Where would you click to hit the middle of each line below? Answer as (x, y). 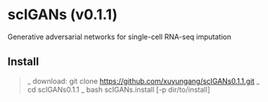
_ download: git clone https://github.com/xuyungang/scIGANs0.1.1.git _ (143, 80)
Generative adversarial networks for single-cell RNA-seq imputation (120, 37)
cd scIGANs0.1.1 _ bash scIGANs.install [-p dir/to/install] (118, 89)
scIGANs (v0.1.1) (63, 15)
